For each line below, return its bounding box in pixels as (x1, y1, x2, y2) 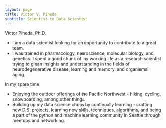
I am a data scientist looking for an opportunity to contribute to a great (12, 40, 157, 46)
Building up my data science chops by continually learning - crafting (12, 102, 153, 108)
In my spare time (5, 81, 40, 87)
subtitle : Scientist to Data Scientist (5, 16, 88, 21)
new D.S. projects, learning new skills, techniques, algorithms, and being (12, 107, 161, 113)
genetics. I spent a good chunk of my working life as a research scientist (12, 56, 162, 62)
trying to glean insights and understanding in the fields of (12, 61, 130, 67)
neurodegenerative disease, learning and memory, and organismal (12, 66, 149, 72)
